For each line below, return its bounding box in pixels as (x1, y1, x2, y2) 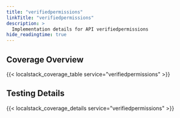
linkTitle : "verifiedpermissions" (6, 15, 95, 21)
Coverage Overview (6, 54, 84, 65)
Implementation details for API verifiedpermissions (12, 26, 149, 32)
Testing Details (6, 88, 65, 98)
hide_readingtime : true (6, 32, 67, 38)
